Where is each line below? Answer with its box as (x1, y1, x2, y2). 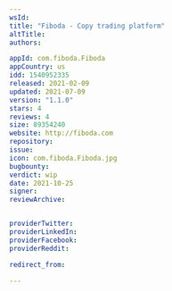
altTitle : (9, 29, 46, 38)
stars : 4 (9, 104, 42, 112)
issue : (9, 145, 34, 154)
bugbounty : (9, 162, 50, 170)
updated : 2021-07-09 (9, 87, 86, 96)
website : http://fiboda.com (9, 129, 114, 138)
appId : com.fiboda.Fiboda (9, 54, 105, 63)
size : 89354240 (9, 121, 66, 129)
